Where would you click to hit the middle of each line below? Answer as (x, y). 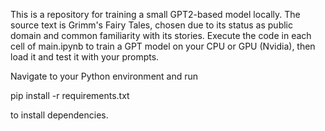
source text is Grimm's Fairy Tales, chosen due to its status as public (151, 25)
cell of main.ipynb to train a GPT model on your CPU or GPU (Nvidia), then (163, 46)
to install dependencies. (59, 115)
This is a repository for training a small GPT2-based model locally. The (155, 14)
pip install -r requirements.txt (70, 95)
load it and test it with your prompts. (85, 57)
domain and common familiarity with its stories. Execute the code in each (161, 35)
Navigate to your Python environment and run (104, 76)
